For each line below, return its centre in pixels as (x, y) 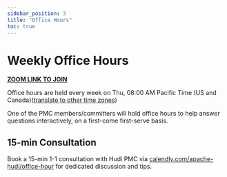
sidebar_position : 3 (37, 13)
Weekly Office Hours (68, 60)
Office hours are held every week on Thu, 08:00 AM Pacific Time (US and (112, 93)
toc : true (21, 26)
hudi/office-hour (30, 167)
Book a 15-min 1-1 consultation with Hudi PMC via (78, 159)
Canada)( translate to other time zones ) (62, 100)
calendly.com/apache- (181, 159)
